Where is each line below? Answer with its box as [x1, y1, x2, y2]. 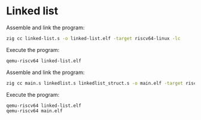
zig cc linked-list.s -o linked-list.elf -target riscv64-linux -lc [6, 35, 181, 41]
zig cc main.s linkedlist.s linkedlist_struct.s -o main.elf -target [6, 80, 184, 86]
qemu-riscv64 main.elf [6, 108, 63, 114]
